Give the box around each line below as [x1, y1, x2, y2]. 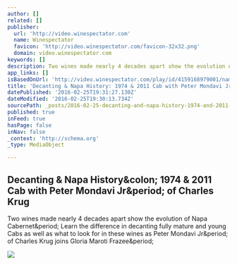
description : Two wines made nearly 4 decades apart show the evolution [7, 63, 226, 70]
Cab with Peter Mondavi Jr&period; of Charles [7, 185, 214, 197]
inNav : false [7, 128, 46, 135]
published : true [7, 109, 55, 116]
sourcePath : [7, 102, 42, 109]
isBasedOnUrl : [7, 75, 49, 83]
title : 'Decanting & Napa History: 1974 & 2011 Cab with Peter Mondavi [7, 82, 222, 90]
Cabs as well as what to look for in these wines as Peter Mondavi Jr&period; [7, 229, 229, 238]
